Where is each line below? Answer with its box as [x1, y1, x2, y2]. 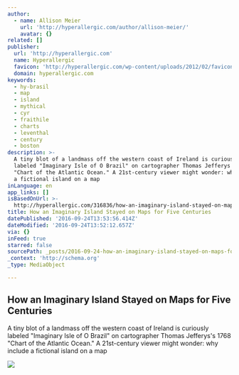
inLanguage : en [7, 182, 53, 189]
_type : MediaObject [7, 261, 65, 268]
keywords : [7, 76, 37, 84]
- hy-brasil [14, 83, 50, 90]
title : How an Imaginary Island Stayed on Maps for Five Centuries [7, 209, 212, 216]
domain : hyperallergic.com [14, 70, 94, 77]
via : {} [7, 228, 31, 235]
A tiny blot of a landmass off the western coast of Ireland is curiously [7, 324, 209, 332]
